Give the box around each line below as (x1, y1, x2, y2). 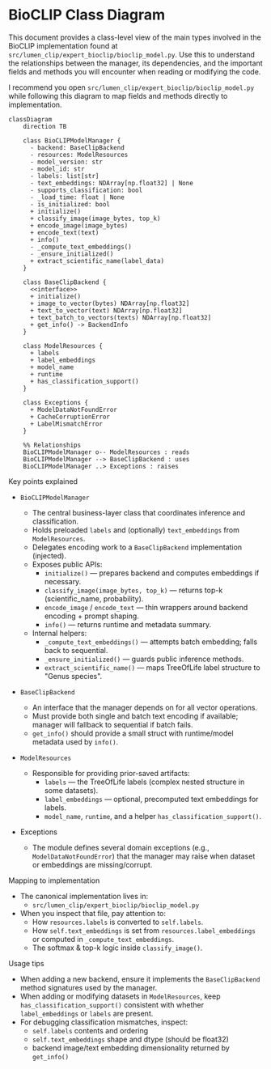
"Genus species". (44, 671, 103, 681)
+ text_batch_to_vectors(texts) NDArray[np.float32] (29, 313, 212, 321)
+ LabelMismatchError (29, 419, 104, 428)
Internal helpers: (32, 628, 87, 638)
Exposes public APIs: (32, 559, 103, 569)
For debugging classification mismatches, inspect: (19, 1017, 188, 1027)
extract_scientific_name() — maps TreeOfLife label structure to (44, 662, 260, 672)
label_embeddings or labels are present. (19, 1008, 154, 1018)
